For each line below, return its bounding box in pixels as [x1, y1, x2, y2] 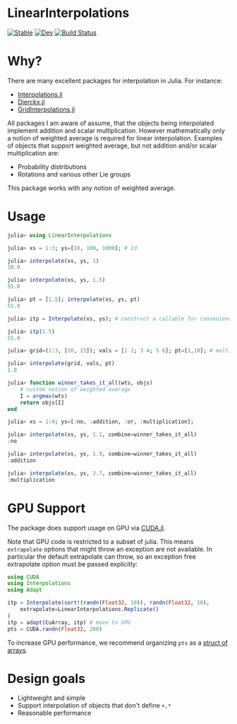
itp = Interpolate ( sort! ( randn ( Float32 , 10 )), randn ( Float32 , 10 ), [7, 599, 210, 607]
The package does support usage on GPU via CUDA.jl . [7, 523, 166, 532]
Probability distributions [17, 162, 87, 171]
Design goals [7, 670, 86, 687]
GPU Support [7, 500, 86, 516]
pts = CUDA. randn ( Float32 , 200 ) [7, 625, 102, 633]
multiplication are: [7, 148, 60, 157]
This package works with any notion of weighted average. [7, 184, 176, 192]
